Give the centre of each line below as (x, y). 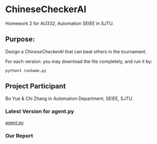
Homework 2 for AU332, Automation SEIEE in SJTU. (60, 23)
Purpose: (20, 39)
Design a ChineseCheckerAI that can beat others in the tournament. (76, 51)
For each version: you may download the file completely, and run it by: (79, 61)
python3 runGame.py (26, 70)
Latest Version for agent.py (40, 112)
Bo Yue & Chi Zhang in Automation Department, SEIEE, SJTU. (69, 98)
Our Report (19, 135)
